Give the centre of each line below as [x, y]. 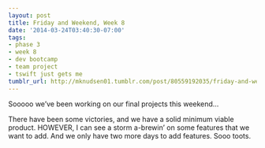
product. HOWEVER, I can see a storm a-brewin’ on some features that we [129, 128]
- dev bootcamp [33, 60]
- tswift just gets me [45, 74]
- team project [33, 67]
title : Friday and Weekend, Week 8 [67, 23]
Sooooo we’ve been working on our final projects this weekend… [114, 104]
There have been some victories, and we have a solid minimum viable [121, 119]
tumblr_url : [28, 81]
